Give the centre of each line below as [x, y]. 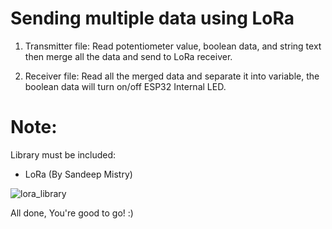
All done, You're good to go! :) [72, 213]
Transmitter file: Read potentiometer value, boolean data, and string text [173, 46]
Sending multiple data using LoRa [152, 18]
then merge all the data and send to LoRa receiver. [128, 56]
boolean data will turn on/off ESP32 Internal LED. [125, 86]
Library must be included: [63, 154]
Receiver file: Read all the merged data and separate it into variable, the [172, 76]
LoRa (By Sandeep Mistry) [78, 174]
